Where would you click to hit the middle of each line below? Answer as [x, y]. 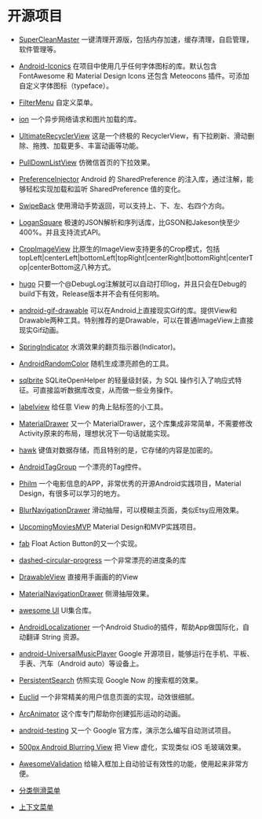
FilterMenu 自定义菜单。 [58, 102]
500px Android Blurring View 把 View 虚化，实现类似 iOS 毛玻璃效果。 [132, 747]
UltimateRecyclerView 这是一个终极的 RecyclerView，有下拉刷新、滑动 [133, 135]
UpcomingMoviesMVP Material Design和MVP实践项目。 [109, 526]
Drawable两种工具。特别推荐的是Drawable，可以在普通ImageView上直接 [136, 320]
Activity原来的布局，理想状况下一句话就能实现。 [96, 433]
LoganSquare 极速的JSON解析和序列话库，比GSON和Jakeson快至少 [129, 222]
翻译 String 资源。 [55, 636]
